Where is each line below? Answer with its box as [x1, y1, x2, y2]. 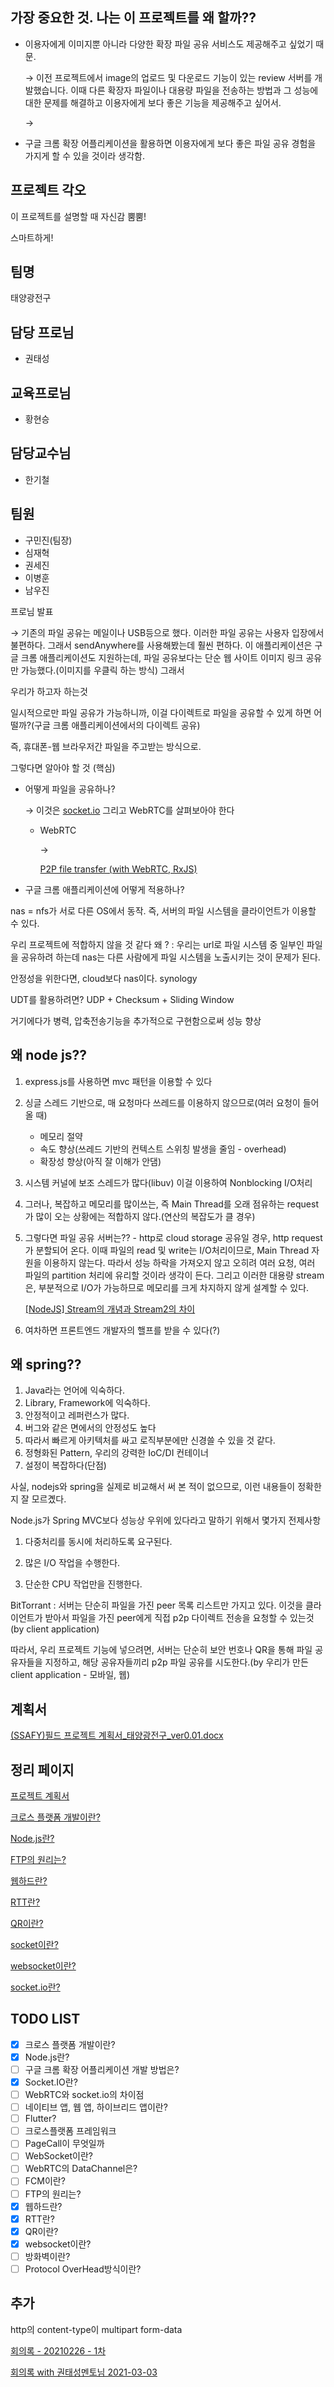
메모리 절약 [39, 1130, 83, 1142]
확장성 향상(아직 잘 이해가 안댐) [39, 1155, 162, 1167]
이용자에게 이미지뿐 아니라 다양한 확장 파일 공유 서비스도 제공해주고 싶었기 [24, 38, 314, 50]
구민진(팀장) [24, 534, 73, 546]
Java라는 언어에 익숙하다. [24, 1384, 125, 1397]
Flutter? [24, 2113, 57, 2125]
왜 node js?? [10, 1047, 87, 1064]
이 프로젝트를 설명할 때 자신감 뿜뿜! [10, 210, 147, 222]
